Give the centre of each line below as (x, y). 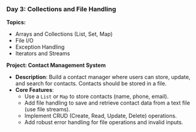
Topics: (16, 23)
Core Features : (34, 90)
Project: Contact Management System (56, 65)
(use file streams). (47, 109)
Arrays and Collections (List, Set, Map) (64, 34)
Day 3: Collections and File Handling (61, 9)
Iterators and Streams (43, 54)
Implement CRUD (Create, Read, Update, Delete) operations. (100, 116)
